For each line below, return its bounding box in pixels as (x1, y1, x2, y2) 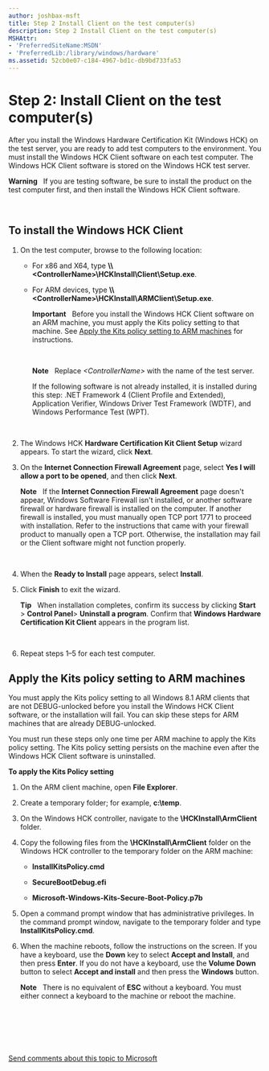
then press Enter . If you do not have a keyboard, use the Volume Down (19, 958, 257, 968)
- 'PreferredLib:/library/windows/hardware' (8, 49, 160, 57)
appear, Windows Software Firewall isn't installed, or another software (19, 495, 253, 505)
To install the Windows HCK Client (8, 224, 183, 237)
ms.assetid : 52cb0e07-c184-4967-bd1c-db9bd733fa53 (8, 57, 181, 65)
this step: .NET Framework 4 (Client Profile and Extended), (31, 389, 226, 399)
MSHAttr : (8, 34, 38, 43)
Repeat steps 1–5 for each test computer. (19, 649, 156, 658)
